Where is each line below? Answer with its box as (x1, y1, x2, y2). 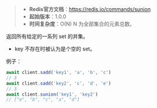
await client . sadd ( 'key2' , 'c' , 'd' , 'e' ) (6, 80, 111, 86)
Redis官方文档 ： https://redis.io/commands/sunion (29, 6, 151, 12)
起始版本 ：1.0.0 (29, 13, 66, 20)
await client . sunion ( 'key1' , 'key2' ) (6, 91, 98, 97)
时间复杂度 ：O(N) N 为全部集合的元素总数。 (29, 21, 135, 27)
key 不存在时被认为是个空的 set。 (14, 45, 95, 52)
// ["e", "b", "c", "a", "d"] (6, 97, 80, 103)
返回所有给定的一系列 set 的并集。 (6, 33, 89, 40)
